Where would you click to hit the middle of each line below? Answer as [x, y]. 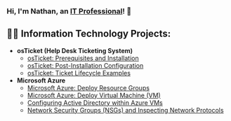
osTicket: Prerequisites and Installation [83, 58]
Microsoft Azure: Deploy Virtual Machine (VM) [94, 95]
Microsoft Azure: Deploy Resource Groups [88, 87]
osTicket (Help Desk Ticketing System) [75, 50]
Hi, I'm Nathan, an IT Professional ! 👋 [69, 11]
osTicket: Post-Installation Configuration [85, 65]
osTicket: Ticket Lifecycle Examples [79, 73]
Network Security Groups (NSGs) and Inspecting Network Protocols [125, 110]
